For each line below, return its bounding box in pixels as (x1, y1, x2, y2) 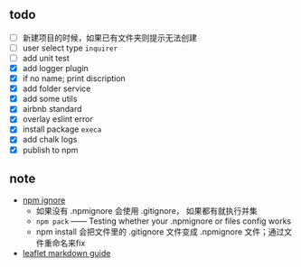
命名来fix (52, 238, 86, 249)
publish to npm (22, 144, 79, 155)
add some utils (22, 94, 78, 105)
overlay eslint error (22, 114, 93, 124)
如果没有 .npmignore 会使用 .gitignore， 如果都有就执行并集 (35, 206, 258, 216)
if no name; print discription (22, 73, 127, 84)
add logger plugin (22, 63, 89, 73)
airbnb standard (22, 104, 83, 115)
